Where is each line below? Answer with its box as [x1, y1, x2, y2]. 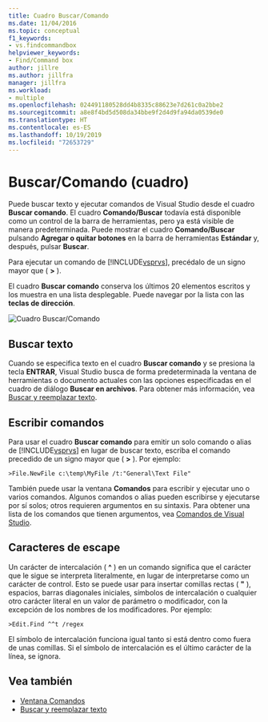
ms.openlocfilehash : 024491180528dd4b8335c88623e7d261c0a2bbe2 [8, 101, 224, 109]
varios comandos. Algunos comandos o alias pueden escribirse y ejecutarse [8, 492, 260, 502]
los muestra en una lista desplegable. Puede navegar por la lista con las [8, 290, 245, 300]
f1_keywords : [8, 34, 52, 42]
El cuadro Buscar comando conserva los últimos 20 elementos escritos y [8, 281, 250, 291]
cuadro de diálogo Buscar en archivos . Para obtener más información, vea [8, 384, 255, 393]
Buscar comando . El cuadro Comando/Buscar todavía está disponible [8, 208, 242, 217]
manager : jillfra [8, 79, 66, 87]
